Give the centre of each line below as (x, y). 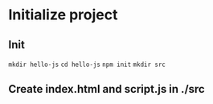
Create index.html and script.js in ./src (106, 89)
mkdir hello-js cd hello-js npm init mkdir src (87, 64)
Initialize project (63, 15)
